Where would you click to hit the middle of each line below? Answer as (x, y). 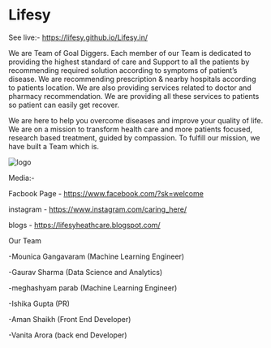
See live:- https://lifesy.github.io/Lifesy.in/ (78, 37)
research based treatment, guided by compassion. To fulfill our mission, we (135, 137)
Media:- (22, 178)
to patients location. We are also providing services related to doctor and (130, 88)
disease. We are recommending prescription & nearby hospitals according (132, 79)
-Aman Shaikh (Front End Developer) (70, 319)
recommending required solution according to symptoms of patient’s (123, 70)
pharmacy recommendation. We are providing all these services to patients (134, 96)
